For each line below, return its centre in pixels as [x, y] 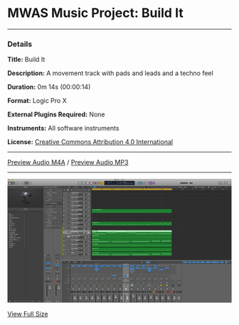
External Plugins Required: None [56, 114]
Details [20, 44]
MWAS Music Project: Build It [95, 13]
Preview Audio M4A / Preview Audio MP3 [68, 162]
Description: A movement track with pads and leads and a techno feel [110, 73]
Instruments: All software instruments [63, 128]
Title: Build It [26, 60]
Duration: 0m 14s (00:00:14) [49, 87]
